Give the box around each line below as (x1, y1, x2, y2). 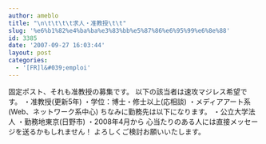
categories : (8, 57, 48, 65)
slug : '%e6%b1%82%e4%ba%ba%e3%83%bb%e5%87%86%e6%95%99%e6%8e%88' (8, 26, 230, 34)
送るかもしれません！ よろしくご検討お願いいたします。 (22, 126, 206, 136)
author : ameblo (8, 11, 59, 20)
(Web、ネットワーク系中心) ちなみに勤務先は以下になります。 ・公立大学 (8, 106, 249, 116)
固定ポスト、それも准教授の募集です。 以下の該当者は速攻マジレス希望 (8, 86, 241, 96)
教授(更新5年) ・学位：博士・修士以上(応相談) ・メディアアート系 (37, 97, 252, 106)
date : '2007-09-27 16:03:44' (8, 42, 105, 50)
